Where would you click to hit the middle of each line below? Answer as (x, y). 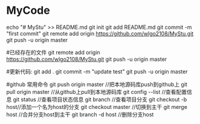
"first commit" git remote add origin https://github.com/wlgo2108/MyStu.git (100, 33)
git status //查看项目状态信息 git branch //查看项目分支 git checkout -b (100, 99)
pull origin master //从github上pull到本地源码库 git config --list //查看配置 (97, 91)
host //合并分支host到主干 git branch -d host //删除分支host (80, 114)
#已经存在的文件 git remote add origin (53, 52)
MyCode (28, 11)
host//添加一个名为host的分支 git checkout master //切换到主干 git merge (97, 107)
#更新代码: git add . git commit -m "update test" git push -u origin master (97, 71)
